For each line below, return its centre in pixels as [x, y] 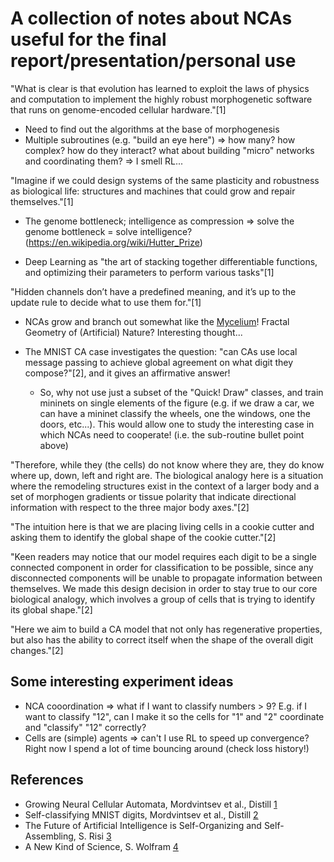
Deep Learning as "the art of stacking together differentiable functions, [171, 261]
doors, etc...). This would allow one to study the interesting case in [177, 424]
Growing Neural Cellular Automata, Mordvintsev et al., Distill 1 [151, 804]
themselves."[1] [42, 201]
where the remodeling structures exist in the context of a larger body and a [165, 486]
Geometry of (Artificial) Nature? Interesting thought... [133, 332]
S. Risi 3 [95, 836]
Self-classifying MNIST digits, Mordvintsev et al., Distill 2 [141, 814]
